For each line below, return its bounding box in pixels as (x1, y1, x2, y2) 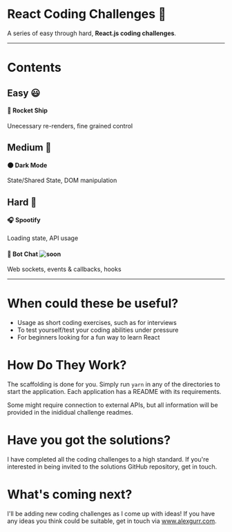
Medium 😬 (7, 141, 52, 154)
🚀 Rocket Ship (7, 106, 48, 115)
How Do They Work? (7, 357, 127, 373)
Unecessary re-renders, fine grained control (7, 121, 133, 130)
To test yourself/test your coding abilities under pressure (17, 326, 179, 334)
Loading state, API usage (7, 234, 79, 242)
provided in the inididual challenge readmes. (7, 408, 133, 416)
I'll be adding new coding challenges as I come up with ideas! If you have (7, 509, 215, 518)
